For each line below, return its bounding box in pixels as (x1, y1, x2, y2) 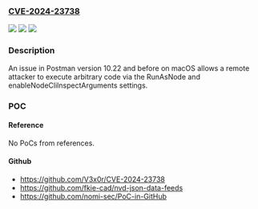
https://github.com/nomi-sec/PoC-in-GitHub (19, 191, 167, 201)
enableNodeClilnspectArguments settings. (8, 80, 148, 90)
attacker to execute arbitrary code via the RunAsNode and (8, 72, 200, 81)
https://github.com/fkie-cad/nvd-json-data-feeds (19, 182, 183, 192)
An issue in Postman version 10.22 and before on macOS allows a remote (8, 63, 250, 73)
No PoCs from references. (8, 138, 95, 148)
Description (8, 45, 55, 56)
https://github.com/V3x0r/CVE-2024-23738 (19, 174, 166, 184)
